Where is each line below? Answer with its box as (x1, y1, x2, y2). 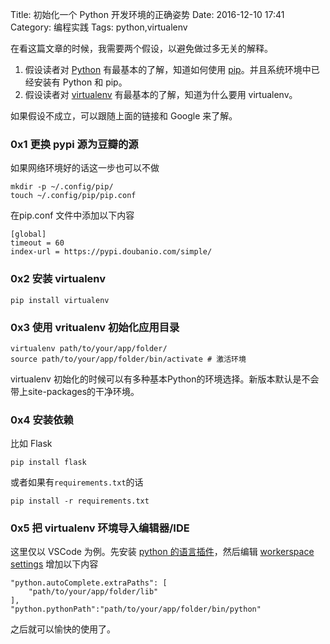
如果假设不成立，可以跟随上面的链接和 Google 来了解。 (10, 110, 238, 122)
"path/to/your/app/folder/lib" (28, 587, 159, 597)
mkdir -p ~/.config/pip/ (10, 182, 114, 192)
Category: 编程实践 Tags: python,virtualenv (10, 21, 188, 33)
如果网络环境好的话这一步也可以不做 (10, 162, 160, 174)
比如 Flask (10, 438, 53, 450)
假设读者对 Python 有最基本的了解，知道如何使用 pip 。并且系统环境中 (24, 64, 312, 75)
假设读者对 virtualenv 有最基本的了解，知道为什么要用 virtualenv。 (24, 89, 298, 100)
